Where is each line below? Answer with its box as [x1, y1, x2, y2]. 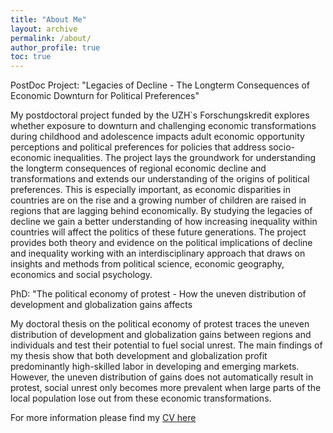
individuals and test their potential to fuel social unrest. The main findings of [10, 339, 323, 351]
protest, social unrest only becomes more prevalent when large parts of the [10, 382, 322, 394]
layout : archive [10, 24, 78, 34]
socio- [268, 141, 295, 153]
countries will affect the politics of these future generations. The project [10, 226, 307, 238]
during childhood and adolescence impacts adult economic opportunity [10, 131, 305, 143]
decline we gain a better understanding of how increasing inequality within [10, 216, 318, 228]
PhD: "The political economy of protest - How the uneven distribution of [10, 288, 307, 300]
